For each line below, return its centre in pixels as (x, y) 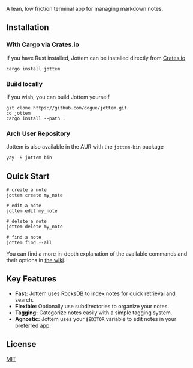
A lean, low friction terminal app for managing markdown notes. (85, 9)
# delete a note (26, 222)
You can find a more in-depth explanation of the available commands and (97, 254)
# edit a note (24, 206)
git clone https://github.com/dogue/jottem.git (67, 108)
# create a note (26, 190)
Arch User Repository (38, 133)
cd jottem (19, 113)
